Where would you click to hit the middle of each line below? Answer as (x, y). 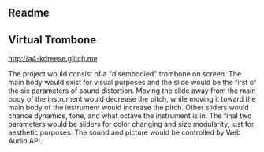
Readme (29, 13)
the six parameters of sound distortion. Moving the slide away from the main (132, 91)
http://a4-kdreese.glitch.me (53, 59)
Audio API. (25, 141)
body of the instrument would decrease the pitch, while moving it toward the (132, 99)
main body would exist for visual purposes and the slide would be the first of (132, 83)
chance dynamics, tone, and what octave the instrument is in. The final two (130, 116)
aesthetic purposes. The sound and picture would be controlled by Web (125, 132)
